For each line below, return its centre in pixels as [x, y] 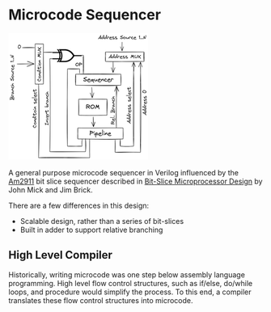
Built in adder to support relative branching [91, 230]
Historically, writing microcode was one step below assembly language [127, 274]
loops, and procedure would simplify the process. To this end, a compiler [130, 292]
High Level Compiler [61, 255]
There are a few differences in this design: [79, 205]
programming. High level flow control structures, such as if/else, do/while [131, 283]
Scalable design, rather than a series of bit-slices [102, 221]
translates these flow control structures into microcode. [101, 300]
